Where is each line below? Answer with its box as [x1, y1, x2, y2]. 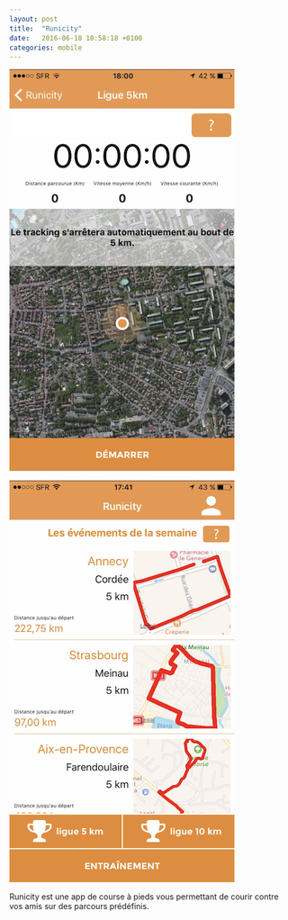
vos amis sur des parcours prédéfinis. [9, 901, 150, 912]
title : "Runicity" [9, 23, 83, 33]
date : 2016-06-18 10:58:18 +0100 [9, 33, 143, 42]
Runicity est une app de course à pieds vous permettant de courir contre [9, 891, 279, 902]
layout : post [9, 14, 58, 23]
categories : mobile [9, 43, 83, 52]
